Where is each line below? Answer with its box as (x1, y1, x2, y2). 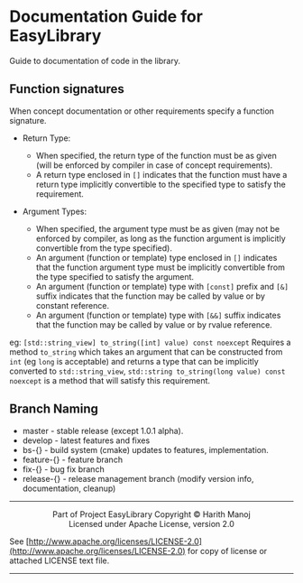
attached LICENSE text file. (9, 555, 110, 566)
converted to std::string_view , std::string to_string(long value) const (9, 366, 286, 376)
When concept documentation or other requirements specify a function (9, 106, 275, 116)
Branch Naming (9, 402, 99, 417)
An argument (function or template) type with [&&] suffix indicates (35, 310, 281, 320)
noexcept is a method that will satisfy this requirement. (9, 375, 210, 385)
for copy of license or (188, 545, 268, 556)
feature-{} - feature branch (22, 454, 124, 465)
